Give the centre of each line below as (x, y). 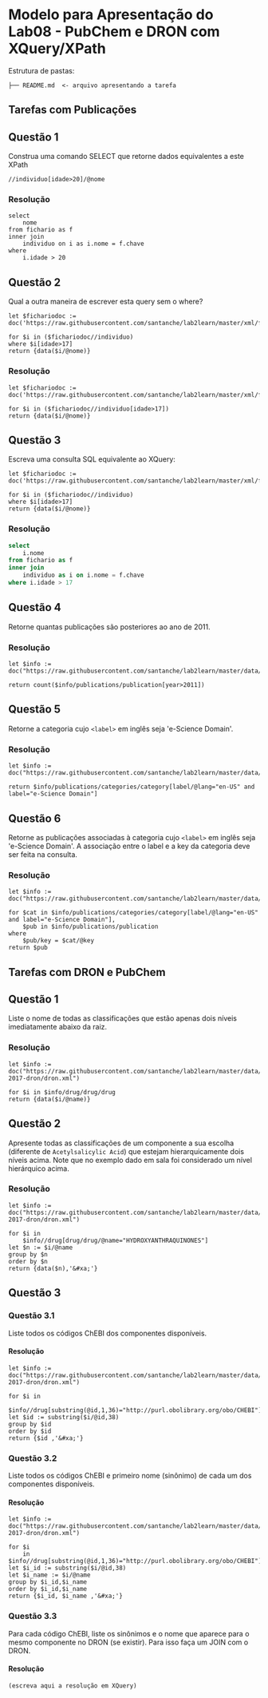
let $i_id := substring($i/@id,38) (67, 1568)
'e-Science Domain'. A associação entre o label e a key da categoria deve (129, 846)
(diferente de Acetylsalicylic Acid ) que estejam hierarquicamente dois (126, 1151)
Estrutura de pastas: (41, 70)
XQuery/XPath (57, 49)
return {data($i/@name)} (49, 1099)
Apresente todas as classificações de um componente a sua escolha (121, 1143)
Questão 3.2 (33, 1458)
